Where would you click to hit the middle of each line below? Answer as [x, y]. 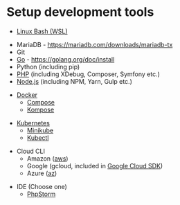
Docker [27, 95]
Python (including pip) [48, 66]
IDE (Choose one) [42, 186]
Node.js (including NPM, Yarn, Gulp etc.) [74, 81]
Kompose [40, 109]
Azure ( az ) [42, 173]
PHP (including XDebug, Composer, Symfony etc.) [88, 74]
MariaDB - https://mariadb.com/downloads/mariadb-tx [94, 44]
